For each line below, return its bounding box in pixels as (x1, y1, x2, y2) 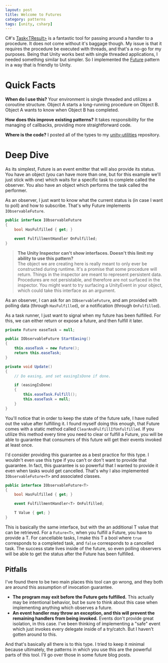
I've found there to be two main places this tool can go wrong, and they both (5, 578, 163, 584)
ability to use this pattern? (17, 255, 74, 261)
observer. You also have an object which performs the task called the (5, 182, 148, 188)
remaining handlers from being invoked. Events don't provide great (12, 615, 154, 621)
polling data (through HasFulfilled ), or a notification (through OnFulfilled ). (5, 303, 161, 309)
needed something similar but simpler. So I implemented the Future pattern (5, 56, 160, 63)
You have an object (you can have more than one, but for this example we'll (5, 172, 161, 178)
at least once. (5, 441, 34, 448)
